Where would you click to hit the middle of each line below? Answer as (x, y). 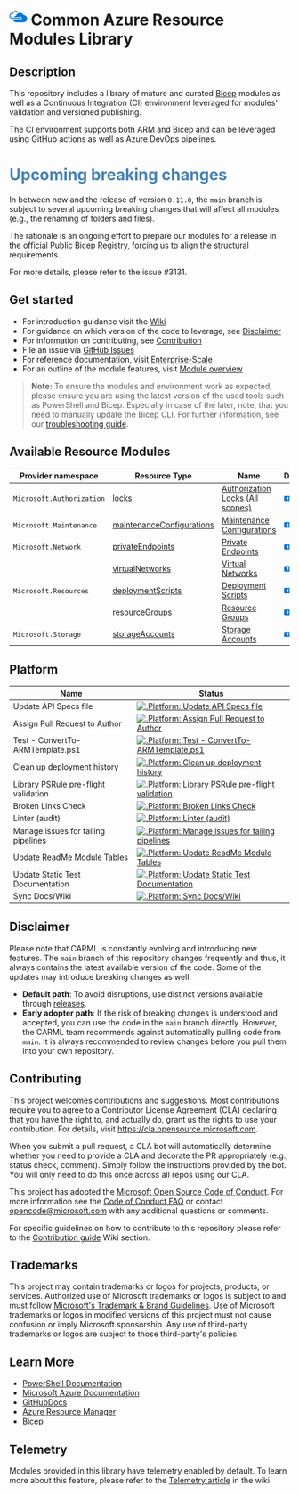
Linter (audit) (36, 819)
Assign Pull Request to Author (67, 723)
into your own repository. (68, 1050)
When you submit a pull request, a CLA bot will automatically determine (140, 1146)
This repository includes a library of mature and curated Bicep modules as (145, 93)
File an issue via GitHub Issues (78, 349)
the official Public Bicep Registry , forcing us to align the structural (129, 245)
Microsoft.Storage (47, 635)
